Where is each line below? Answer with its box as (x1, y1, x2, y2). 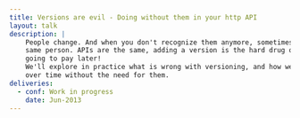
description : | (9, 29, 66, 38)
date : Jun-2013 (25, 95, 82, 105)
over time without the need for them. (25, 71, 170, 80)
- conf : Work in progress (17, 87, 114, 96)
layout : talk (9, 21, 58, 30)
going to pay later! (25, 54, 102, 63)
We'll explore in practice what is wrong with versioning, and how (25, 63, 281, 72)
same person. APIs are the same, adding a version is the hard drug (25, 46, 286, 55)
